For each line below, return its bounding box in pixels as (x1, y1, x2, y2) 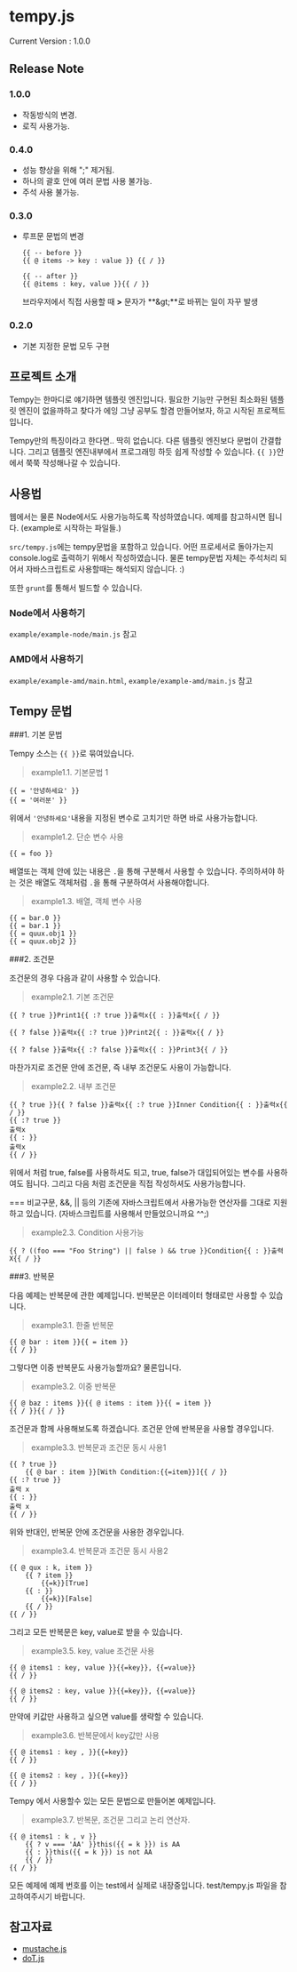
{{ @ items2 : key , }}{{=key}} (9, 1771, 129, 1780)
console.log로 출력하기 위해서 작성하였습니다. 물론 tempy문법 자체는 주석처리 (9, 553, 277, 564)
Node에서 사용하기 (9, 607, 86, 620)
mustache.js (21, 1944, 67, 1954)
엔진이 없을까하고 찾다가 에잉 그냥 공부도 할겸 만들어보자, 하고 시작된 (18, 405, 255, 416)
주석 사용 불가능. (21, 187, 80, 197)
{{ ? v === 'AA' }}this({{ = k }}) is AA (25, 1840, 180, 1848)
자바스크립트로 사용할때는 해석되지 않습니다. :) (25, 564, 185, 574)
